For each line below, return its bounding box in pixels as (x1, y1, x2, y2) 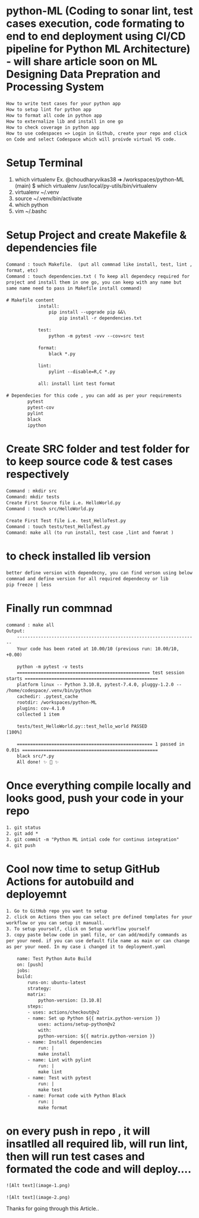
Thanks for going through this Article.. (6, 1205, 99, 1212)
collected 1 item (17, 711, 60, 717)
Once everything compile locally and (6, 779, 191, 792)
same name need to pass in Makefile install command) (6, 285, 143, 291)
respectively (6, 468, 70, 481)
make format (37, 1104, 68, 1111)
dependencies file (6, 241, 97, 254)
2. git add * (6, 830, 39, 837)
